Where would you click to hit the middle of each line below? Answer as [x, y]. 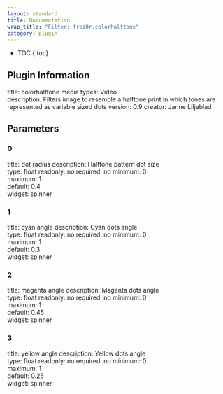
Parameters [33, 129]
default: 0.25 [26, 376]
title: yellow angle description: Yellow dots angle [77, 353]
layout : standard [33, 14]
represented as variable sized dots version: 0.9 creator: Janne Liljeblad [109, 107]
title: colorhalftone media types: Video [62, 92]
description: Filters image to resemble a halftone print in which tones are [111, 99]
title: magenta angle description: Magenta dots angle [83, 290]
